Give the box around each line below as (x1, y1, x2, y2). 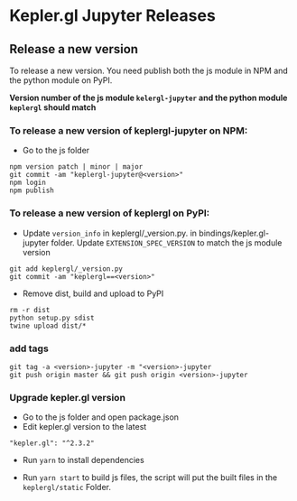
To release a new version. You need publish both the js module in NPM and (9, 65, 289, 76)
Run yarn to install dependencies (22, 455, 144, 466)
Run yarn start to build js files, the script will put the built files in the (22, 472, 278, 483)
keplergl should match (9, 102, 97, 113)
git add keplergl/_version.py (9, 264, 124, 274)
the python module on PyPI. (9, 75, 113, 86)
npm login (9, 178, 47, 188)
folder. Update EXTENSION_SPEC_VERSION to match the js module (51, 237, 283, 248)
